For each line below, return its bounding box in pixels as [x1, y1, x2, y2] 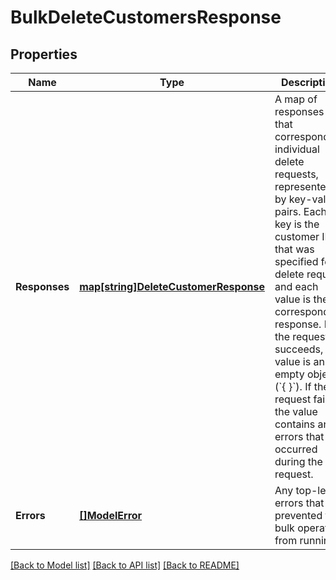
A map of [274, 92, 318, 106]
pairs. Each [274, 205, 328, 218]
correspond [274, 130, 330, 143]
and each [274, 280, 319, 293]
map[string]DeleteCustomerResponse [79, 280, 265, 293]
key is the [274, 217, 320, 231]
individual [274, 142, 320, 156]
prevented [274, 509, 323, 522]
